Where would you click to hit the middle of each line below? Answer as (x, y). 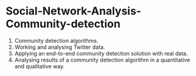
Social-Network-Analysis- (73, 11)
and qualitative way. (40, 66)
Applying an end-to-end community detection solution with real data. (101, 53)
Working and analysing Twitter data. (60, 47)
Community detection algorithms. (56, 40)
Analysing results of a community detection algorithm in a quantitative (102, 60)
